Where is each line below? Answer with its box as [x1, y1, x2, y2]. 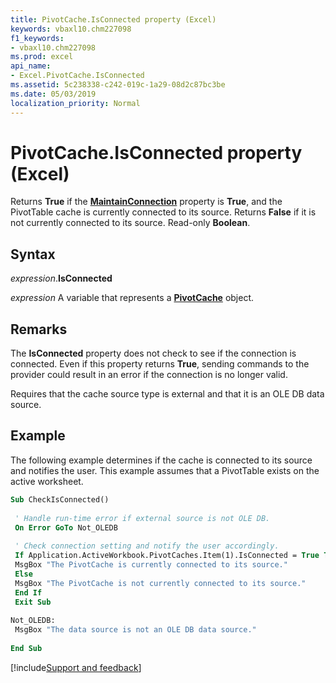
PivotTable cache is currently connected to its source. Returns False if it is [10, 206, 317, 218]
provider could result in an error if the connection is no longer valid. [10, 369, 288, 381]
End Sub [10, 643, 43, 653]
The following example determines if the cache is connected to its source [10, 454, 313, 466]
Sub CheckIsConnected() [10, 494, 110, 505]
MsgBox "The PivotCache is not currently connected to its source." [14, 578, 307, 588]
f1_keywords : [10, 33, 65, 43]
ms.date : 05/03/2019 [10, 89, 97, 99]
